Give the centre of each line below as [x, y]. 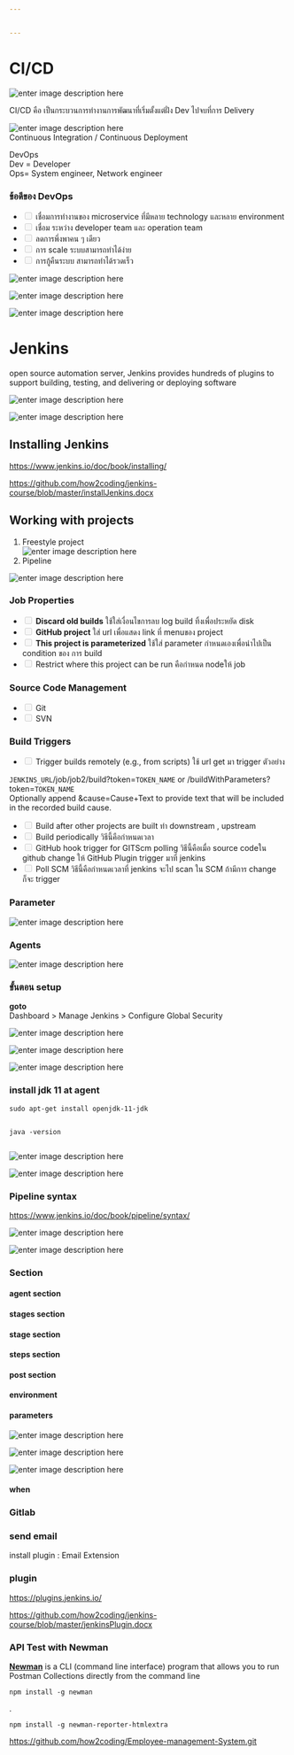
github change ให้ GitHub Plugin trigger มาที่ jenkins [114, 858]
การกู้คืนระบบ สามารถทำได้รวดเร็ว [85, 260]
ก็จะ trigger [41, 879]
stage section [35, 1334]
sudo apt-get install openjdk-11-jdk [79, 1109]
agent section [35, 1294]
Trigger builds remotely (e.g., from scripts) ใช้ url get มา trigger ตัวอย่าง [160, 762]
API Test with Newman [59, 1647]
